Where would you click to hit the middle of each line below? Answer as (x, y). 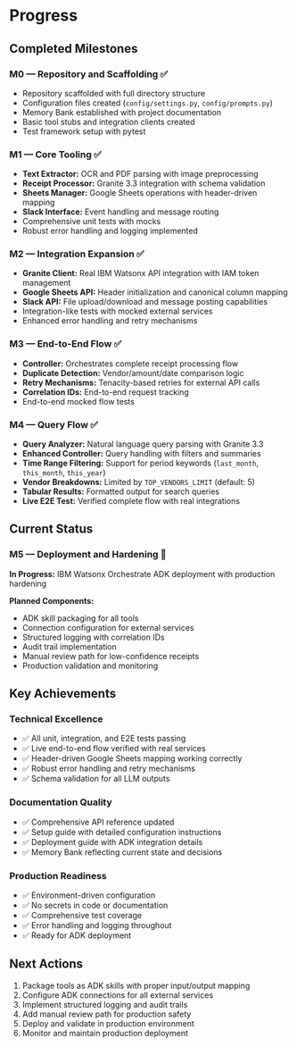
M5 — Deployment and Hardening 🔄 (88, 555)
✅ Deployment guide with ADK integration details (112, 842)
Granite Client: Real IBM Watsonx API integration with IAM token (140, 273)
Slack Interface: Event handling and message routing (120, 212)
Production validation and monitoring (90, 666)
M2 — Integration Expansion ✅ (77, 254)
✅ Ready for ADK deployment (77, 935)
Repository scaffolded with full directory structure (114, 93)
